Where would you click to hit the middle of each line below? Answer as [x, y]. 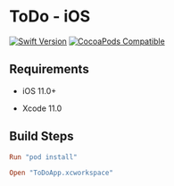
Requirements [49, 69]
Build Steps [41, 136]
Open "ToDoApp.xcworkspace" [62, 173]
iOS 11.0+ [39, 90]
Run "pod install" [43, 157]
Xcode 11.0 [42, 108]
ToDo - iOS [50, 17]
